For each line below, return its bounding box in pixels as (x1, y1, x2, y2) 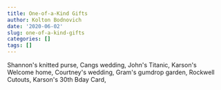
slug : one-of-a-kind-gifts (7, 29, 85, 36)
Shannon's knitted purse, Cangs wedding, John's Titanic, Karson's (7, 61, 197, 69)
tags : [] (7, 42, 32, 49)
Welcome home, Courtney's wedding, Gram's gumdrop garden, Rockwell (7, 68, 215, 76)
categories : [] (7, 36, 51, 43)
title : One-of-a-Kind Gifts (7, 10, 88, 17)
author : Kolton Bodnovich (7, 16, 81, 23)
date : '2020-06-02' (7, 23, 64, 30)
